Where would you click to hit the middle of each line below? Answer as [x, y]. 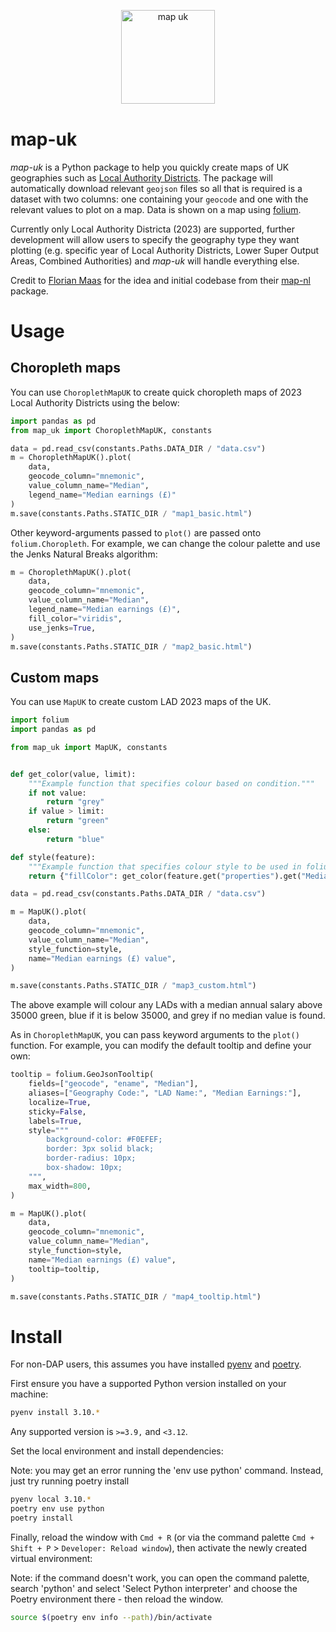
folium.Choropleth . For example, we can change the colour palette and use [165, 543]
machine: [29, 1394]
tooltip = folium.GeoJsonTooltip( [82, 1075]
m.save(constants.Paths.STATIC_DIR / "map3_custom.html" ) [133, 986]
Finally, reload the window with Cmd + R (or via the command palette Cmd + [162, 1537]
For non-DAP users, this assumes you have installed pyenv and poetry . [156, 1364]
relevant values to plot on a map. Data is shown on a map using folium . [156, 209]
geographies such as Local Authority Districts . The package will [141, 177]
